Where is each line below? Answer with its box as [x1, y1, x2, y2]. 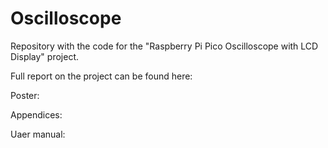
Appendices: [10, 108, 63, 121]
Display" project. [10, 50, 79, 62]
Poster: [10, 89, 40, 101]
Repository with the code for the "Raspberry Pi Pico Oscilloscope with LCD [10, 40, 319, 52]
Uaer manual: [10, 128, 66, 140]
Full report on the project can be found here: [10, 70, 193, 82]
